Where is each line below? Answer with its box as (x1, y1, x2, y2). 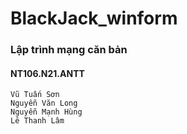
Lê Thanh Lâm (10, 116, 65, 126)
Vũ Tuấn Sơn (10, 90, 60, 100)
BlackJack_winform (10, 7, 178, 30)
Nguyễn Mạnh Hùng (10, 107, 83, 117)
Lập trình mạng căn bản (10, 43, 128, 57)
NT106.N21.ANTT (10, 67, 85, 79)
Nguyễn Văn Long (10, 98, 78, 109)
